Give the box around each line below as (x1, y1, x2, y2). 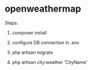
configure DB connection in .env (12, 39, 79, 46)
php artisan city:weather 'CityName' (12, 59, 88, 65)
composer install (12, 29, 47, 36)
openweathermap (5, 3, 81, 15)
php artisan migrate (12, 49, 53, 55)
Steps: (5, 20, 18, 26)
